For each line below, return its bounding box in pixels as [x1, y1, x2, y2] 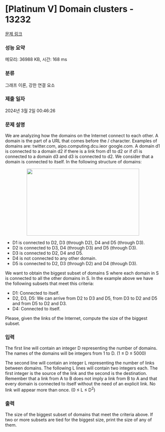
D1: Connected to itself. [12, 290, 60, 296]
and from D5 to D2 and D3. [12, 301, 67, 307]
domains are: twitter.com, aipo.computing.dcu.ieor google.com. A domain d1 [5, 143, 160, 149]
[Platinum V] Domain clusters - [5, 3, 134, 15]
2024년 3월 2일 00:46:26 [5, 107, 56, 114]
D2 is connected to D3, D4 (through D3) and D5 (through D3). [12, 245, 138, 251]
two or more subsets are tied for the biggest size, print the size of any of [5, 417, 152, 423]
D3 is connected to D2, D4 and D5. [12, 250, 83, 256]
